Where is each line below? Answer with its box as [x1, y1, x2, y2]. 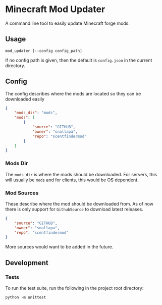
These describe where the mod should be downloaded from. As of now [5, 200, 154, 207]
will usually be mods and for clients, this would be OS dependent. [5, 177, 139, 183]
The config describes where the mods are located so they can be [5, 90, 141, 96]
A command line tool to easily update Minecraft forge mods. [5, 20, 130, 26]
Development [5, 259, 49, 267]
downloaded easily [5, 96, 44, 102]
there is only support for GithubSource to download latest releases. [5, 206, 144, 212]
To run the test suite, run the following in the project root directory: [5, 285, 144, 291]
